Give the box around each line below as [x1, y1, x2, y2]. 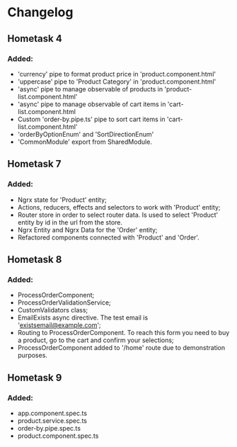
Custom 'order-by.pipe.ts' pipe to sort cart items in [17, 115, 166, 123]
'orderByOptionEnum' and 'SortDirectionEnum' [17, 130, 154, 138]
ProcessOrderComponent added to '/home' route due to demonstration [17, 344, 226, 352]
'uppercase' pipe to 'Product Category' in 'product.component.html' [17, 77, 216, 86]
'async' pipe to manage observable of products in [17, 84, 163, 93]
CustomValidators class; [17, 306, 88, 315]
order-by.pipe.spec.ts [17, 424, 81, 432]
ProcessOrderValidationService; [17, 298, 111, 307]
